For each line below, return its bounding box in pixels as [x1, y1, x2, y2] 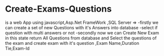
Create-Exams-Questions [5, 3, 112, 15]
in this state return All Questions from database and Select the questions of [5, 35, 157, 41]
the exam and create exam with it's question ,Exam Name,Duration [5, 40, 140, 46]
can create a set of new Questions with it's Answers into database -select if [5, 24, 158, 30]
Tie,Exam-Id [5, 45, 30, 51]
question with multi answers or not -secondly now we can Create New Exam [5, 30, 159, 36]
